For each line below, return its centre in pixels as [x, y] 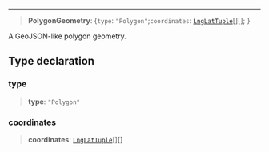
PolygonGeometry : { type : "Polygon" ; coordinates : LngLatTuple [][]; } [139, 20]
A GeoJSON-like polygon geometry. [67, 36]
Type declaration [51, 61]
